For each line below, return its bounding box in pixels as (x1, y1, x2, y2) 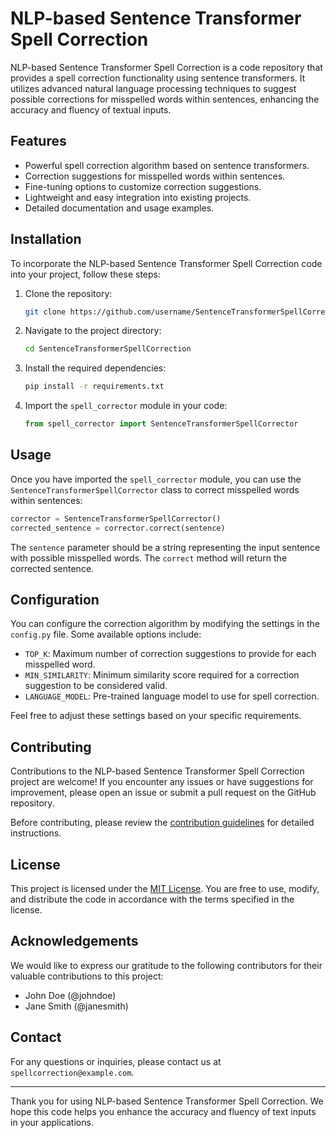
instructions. (10, 827, 62, 839)
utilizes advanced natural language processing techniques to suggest (10, 82, 297, 94)
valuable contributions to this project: (10, 970, 164, 982)
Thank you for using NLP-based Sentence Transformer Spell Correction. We (10, 1095, 324, 1107)
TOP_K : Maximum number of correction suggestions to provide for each (24, 648, 317, 660)
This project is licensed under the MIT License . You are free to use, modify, (10, 883, 320, 895)
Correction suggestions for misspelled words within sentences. (24, 170, 286, 182)
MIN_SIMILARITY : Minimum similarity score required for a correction (24, 669, 300, 681)
